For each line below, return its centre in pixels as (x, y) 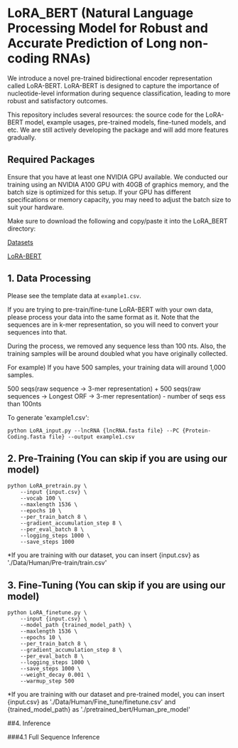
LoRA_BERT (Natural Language (101, 13)
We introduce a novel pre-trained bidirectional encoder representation (110, 78)
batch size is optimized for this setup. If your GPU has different (99, 192)
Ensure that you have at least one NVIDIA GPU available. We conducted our (118, 177)
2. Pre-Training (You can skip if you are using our (117, 458)
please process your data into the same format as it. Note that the (104, 317)
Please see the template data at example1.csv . (75, 295)
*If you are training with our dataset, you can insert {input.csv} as (104, 555)
